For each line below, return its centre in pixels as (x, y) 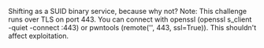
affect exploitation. (39, 36)
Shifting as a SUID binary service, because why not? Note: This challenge (127, 11)
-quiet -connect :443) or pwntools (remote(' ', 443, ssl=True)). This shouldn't (132, 27)
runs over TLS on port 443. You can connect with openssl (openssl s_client (130, 19)
